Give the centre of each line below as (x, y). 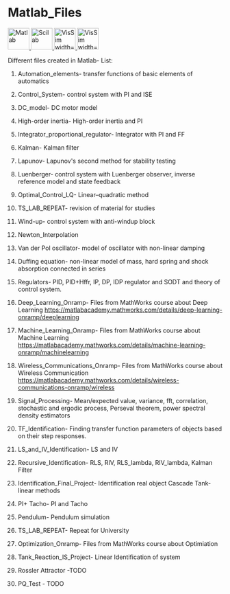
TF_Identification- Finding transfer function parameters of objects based (120, 429)
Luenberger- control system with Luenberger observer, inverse (106, 174)
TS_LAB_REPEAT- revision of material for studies (86, 208)
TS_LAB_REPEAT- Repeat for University (73, 530)
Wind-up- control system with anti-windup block (86, 221)
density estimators (44, 415)
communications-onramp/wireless (66, 387)
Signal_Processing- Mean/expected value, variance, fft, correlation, (113, 400)
